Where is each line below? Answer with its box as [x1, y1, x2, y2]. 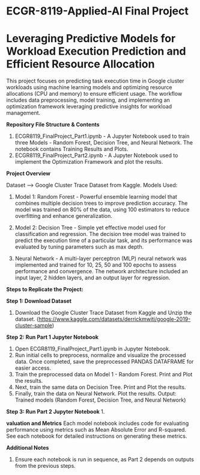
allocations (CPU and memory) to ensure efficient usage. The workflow [6, 90, 183, 98]
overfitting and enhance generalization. [14, 213, 113, 220]
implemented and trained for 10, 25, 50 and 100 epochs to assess [14, 261, 177, 269]
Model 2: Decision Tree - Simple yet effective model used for [14, 224, 166, 231]
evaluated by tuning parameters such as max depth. [14, 243, 144, 250]
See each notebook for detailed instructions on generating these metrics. [6, 432, 187, 440]
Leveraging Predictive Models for [6, 32, 176, 46]
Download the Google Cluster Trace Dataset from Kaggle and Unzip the [14, 309, 192, 317]
